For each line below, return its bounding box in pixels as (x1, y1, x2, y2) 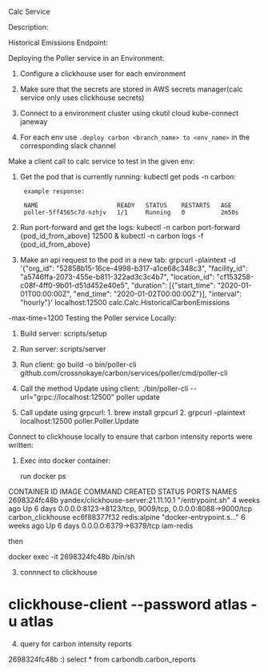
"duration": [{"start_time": (130, 280, 216, 290)
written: (8, 441, 34, 449)
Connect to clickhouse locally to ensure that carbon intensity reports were (8, 432, 253, 441)
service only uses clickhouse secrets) (19, 93, 145, 103)
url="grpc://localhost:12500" (19, 392, 114, 401)
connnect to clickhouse (19, 568, 98, 577)
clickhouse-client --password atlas (8, 596, 248, 614)
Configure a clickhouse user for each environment (19, 69, 186, 78)
